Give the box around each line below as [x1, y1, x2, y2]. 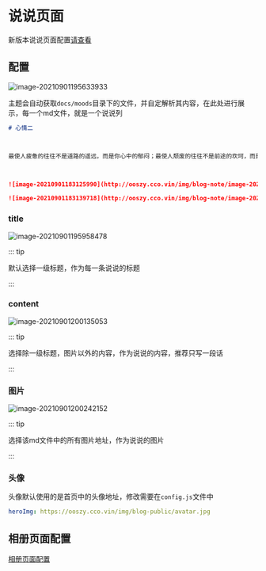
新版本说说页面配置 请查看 [8, 35, 92, 44]
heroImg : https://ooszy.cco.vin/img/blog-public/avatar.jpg [8, 508, 211, 516]
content [8, 299, 40, 310]
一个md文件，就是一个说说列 [28, 108, 123, 117]
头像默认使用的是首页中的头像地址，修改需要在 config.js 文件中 [8, 492, 214, 501]
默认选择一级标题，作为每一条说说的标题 [8, 263, 140, 272]
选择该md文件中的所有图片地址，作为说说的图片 [8, 436, 165, 445]
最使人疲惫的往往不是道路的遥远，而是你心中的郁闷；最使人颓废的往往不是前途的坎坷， [8, 152, 250, 160]
